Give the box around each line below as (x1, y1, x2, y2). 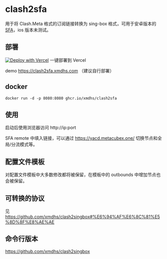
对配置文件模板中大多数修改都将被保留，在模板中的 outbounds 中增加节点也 (5, 172, 161, 178)
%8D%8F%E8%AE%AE (5, 219, 55, 225)
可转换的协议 (5, 194, 45, 203)
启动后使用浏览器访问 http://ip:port (5, 125, 76, 131)
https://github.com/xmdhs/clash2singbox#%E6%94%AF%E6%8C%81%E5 (5, 214, 161, 220)
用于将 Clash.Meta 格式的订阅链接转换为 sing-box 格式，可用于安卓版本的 (5, 20, 157, 26)
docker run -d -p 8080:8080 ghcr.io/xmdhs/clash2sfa (5, 96, 117, 101)
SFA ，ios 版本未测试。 (5, 26, 51, 33)
